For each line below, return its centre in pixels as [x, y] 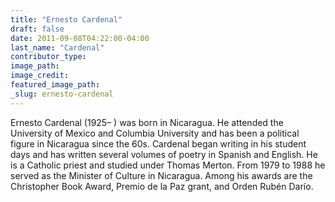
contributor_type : [48, 57]
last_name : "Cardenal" [57, 47]
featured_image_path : [55, 85]
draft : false [37, 29]
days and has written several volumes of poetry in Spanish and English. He [164, 154]
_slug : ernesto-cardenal [62, 94]
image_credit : [40, 76]
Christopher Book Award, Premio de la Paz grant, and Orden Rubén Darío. [162, 186]
